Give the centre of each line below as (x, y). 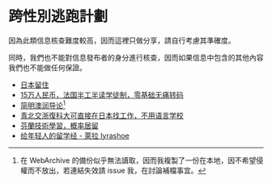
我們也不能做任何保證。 (47, 67)
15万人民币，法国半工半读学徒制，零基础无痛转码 (102, 94)
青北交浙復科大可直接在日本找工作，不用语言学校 (102, 115)
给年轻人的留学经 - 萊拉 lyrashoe (74, 135)
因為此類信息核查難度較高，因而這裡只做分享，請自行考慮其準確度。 (122, 40)
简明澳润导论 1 (43, 104)
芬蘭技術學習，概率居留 (59, 125)
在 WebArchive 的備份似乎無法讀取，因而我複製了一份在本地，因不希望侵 (142, 160)
